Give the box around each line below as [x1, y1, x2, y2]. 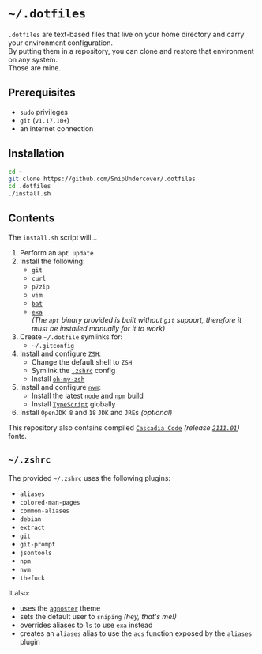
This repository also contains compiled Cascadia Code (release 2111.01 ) [8, 422, 240, 433]
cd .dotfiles [8, 183, 51, 191]
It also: [8, 588, 30, 597]
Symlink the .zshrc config [31, 365, 116, 375]
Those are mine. [8, 62, 62, 73]
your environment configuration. [8, 38, 113, 47]
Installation [8, 147, 65, 161]
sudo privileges [19, 107, 69, 116]
